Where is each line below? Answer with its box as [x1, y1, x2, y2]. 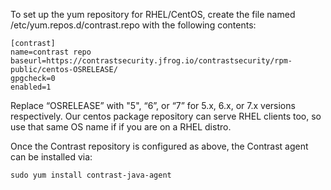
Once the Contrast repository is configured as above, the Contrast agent [10, 140, 309, 152]
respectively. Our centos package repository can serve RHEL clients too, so [10, 110, 322, 122]
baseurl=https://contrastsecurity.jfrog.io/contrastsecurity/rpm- [10, 56, 293, 66]
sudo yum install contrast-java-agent [10, 170, 172, 180]
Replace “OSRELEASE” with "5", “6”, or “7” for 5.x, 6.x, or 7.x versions [10, 100, 296, 111]
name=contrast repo [10, 47, 92, 57]
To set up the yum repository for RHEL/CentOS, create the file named [10, 9, 296, 20]
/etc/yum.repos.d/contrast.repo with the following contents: [10, 19, 257, 31]
